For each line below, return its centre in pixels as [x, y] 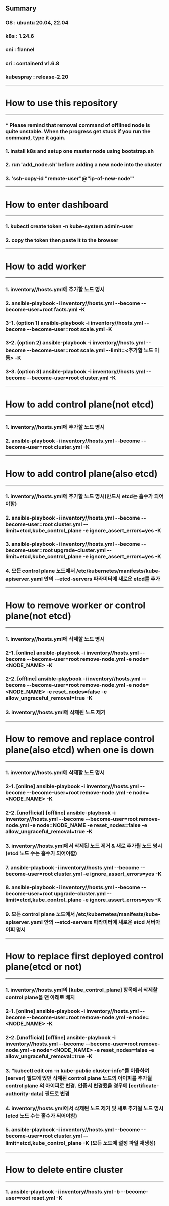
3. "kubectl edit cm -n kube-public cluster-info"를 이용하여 [77, 1071]
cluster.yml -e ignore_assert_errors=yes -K [108, 874]
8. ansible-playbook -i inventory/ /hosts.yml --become [73, 887]
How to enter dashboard [57, 205]
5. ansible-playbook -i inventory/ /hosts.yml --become [73, 1129]
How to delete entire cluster [64, 1170]
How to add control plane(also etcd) [81, 473]
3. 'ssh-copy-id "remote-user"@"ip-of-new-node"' [70, 178]
